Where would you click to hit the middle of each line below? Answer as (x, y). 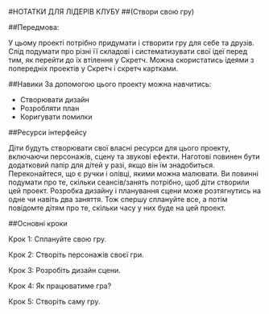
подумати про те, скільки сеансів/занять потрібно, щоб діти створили (129, 182)
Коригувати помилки (56, 117)
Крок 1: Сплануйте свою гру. (58, 239)
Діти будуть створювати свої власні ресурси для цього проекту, (120, 148)
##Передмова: (34, 27)
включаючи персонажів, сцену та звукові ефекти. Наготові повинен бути (134, 157)
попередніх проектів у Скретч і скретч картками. (93, 68)
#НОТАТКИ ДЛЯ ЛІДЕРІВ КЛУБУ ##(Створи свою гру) (101, 12)
